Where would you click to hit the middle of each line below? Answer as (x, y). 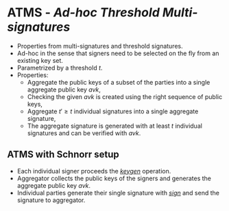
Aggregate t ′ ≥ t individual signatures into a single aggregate (113, 111)
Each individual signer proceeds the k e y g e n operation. (94, 171)
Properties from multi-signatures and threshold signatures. (100, 46)
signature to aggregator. (51, 200)
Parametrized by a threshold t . (60, 68)
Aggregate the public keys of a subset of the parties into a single (119, 82)
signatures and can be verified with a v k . (84, 133)
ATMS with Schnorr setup (63, 155)
